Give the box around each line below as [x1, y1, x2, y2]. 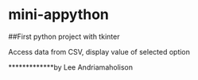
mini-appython [8, 6, 110, 24]
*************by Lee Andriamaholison [8, 62, 134, 72]
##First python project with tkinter [8, 32, 120, 41]
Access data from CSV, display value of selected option [8, 47, 191, 56]
